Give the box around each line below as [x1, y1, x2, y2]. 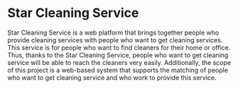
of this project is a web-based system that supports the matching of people [7, 66, 229, 74]
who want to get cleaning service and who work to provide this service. [7, 73, 217, 82]
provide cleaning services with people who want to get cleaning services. [7, 35, 223, 44]
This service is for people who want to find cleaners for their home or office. [7, 43, 231, 52]
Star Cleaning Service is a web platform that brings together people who [7, 28, 220, 37]
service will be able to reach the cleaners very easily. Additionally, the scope [7, 58, 232, 66]
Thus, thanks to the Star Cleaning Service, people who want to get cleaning [7, 51, 229, 59]
